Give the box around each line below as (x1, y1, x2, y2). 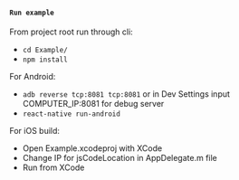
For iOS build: (9, 126, 61, 137)
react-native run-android (22, 109, 120, 118)
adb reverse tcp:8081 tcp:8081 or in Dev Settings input (22, 89, 231, 99)
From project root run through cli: (9, 26, 133, 37)
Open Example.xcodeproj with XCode (22, 143, 163, 154)
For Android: (9, 71, 56, 82)
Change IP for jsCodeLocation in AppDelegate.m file (22, 153, 217, 164)
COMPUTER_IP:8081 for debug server (22, 99, 165, 109)
